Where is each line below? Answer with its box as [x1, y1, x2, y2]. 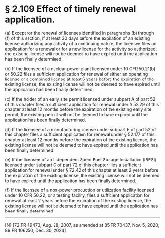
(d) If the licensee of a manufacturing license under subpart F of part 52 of [5, 126, 156, 132]
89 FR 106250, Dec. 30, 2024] [5, 227, 66, 233]
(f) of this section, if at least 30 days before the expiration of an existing [5, 35, 150, 41]
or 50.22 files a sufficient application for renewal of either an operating [5, 71, 148, 77]
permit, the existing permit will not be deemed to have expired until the [5, 111, 148, 117]
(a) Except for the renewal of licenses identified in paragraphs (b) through [5, 30, 154, 36]
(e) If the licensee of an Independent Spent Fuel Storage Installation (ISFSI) [5, 157, 157, 162]
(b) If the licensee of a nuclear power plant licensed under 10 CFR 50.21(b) [5, 65, 156, 72]
